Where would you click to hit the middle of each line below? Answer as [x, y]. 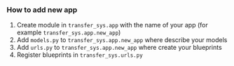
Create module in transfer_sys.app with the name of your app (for [112, 25]
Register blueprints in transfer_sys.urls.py [80, 55]
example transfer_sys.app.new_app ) [69, 32]
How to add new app [42, 10]
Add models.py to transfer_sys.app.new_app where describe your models [122, 40]
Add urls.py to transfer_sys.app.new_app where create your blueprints [119, 48]
